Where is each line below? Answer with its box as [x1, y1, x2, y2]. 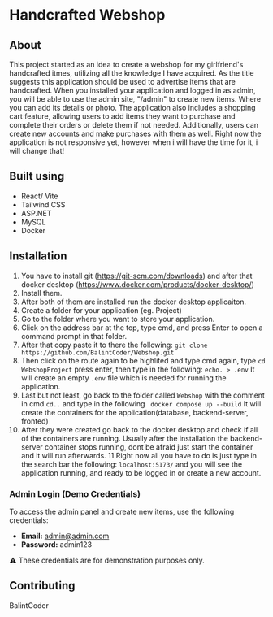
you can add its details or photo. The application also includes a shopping [9, 103, 256, 112]
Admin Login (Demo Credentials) [9, 488, 141, 499]
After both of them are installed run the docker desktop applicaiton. [20, 297, 247, 306]
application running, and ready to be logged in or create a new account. [20, 467, 262, 477]
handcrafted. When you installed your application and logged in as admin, [9, 85, 256, 95]
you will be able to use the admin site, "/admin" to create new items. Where [9, 94, 262, 103]
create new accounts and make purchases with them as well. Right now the [9, 128, 262, 138]
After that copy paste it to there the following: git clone [20, 340, 208, 350]
